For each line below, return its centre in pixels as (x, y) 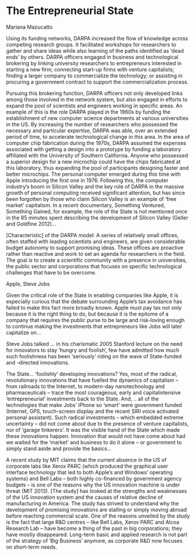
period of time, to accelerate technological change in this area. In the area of (98, 136)
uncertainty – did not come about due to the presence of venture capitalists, (97, 423)
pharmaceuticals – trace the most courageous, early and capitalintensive (93, 392)
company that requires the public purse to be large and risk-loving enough (95, 320)
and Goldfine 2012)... (31, 224)
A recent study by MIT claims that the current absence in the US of (86, 460)
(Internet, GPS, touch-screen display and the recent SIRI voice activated (92, 411)
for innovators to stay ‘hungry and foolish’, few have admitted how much (93, 350)
